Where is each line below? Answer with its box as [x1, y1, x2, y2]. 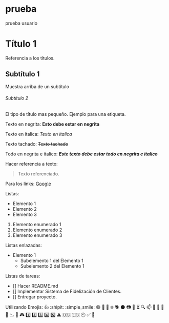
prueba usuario [5, 20, 37, 26]
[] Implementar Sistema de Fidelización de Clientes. [12, 288, 122, 294]
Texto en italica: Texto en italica [5, 131, 73, 137]
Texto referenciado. [17, 170, 60, 177]
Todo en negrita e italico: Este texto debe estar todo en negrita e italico [5, 151, 158, 157]
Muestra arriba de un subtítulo [5, 83, 69, 90]
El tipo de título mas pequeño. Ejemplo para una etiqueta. [5, 111, 126, 117]
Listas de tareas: [5, 273, 40, 279]
